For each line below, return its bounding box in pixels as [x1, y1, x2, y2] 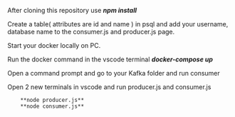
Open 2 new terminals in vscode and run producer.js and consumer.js [7, 83, 211, 91]
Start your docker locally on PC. [7, 41, 101, 49]
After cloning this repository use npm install [7, 6, 137, 14]
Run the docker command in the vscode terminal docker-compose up [7, 55, 214, 63]
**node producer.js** [20, 96, 84, 103]
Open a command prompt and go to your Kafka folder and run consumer [7, 69, 221, 77]
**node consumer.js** [20, 103, 84, 110]
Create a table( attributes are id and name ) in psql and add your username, [7, 20, 229, 28]
